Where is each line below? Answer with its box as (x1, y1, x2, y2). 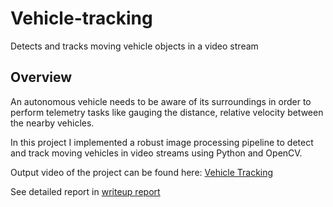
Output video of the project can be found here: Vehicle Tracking (10, 166, 274, 178)
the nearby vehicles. (10, 117, 95, 129)
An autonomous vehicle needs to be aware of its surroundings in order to (10, 95, 312, 107)
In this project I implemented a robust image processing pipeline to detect (10, 136, 314, 148)
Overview (10, 69, 73, 86)
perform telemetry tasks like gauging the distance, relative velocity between (10, 106, 324, 118)
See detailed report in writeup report (10, 185, 161, 197)
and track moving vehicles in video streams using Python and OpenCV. (10, 147, 303, 159)
